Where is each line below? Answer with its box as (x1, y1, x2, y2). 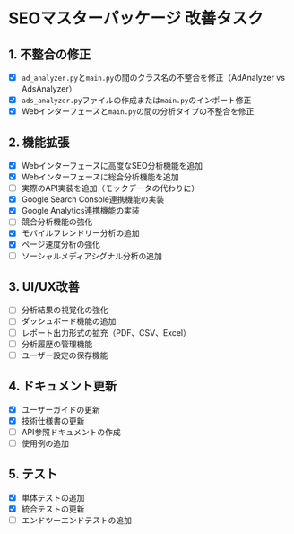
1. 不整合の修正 (8, 47, 91, 62)
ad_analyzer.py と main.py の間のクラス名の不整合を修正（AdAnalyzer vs (21, 73, 286, 83)
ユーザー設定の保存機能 (21, 349, 108, 360)
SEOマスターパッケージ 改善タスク (8, 8, 264, 29)
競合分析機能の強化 (21, 216, 93, 227)
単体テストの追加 (21, 492, 85, 503)
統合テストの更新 (21, 503, 85, 514)
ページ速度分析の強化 (21, 239, 100, 249)
